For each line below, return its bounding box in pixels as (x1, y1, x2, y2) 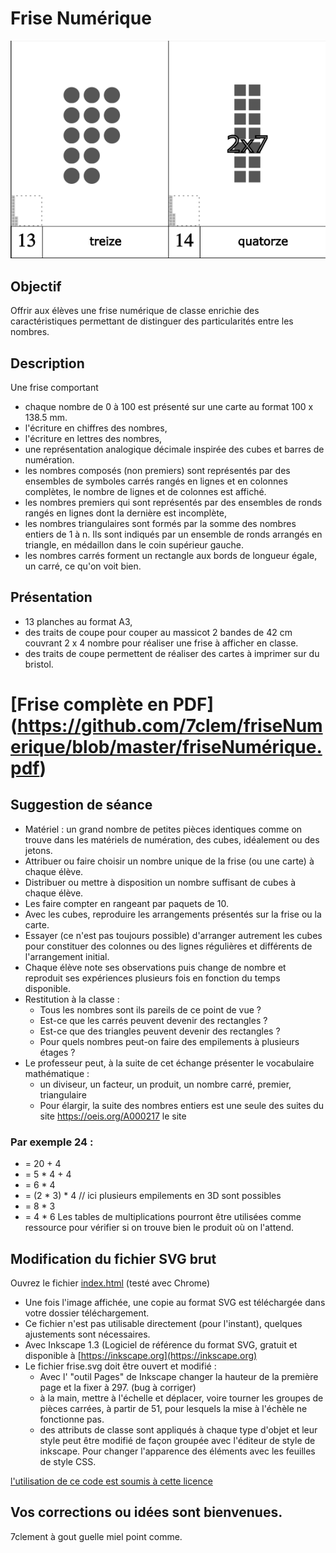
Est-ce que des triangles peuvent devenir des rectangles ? (39, 1025, 281, 1037)
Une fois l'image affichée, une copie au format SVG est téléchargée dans (24, 1296, 326, 1308)
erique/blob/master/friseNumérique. (10, 736, 323, 758)
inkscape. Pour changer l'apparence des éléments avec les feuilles (39, 1445, 316, 1457)
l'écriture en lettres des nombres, (24, 433, 162, 444)
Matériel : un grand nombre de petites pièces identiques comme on (24, 823, 303, 835)
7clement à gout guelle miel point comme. (10, 1530, 183, 1542)
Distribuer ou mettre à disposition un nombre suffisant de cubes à (24, 876, 296, 888)
